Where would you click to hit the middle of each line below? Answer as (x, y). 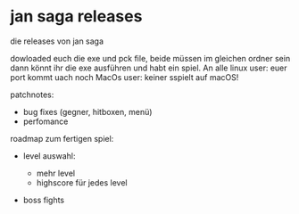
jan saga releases (76, 16)
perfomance (46, 121)
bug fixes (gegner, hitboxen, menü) (87, 111)
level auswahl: (49, 156)
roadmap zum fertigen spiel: (62, 138)
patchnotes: (32, 95)
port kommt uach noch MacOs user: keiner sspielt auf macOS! (125, 77)
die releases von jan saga (57, 41)
